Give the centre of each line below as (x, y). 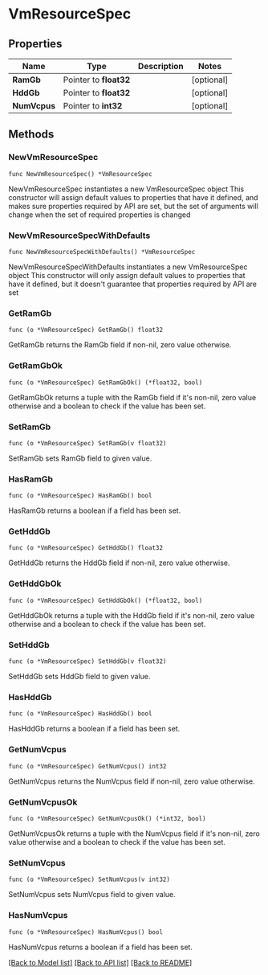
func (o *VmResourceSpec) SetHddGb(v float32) (87, 662)
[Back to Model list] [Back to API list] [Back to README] (100, 962)
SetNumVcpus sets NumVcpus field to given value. (92, 895)
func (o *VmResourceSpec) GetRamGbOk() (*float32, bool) (106, 383)
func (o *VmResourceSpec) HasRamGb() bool (80, 496)
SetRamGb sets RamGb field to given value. (80, 458)
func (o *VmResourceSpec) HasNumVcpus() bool (85, 932)
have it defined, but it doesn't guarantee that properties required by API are (132, 284)
